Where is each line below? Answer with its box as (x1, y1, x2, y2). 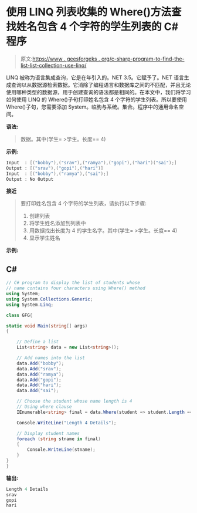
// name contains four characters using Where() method (6, 285, 145, 291)
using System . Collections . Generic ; (6, 296, 93, 302)
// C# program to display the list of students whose (6, 280, 141, 286)
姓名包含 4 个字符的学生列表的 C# (16, 20, 179, 33)
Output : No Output (6, 176, 54, 182)
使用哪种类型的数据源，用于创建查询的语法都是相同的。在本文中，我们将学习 (6, 89, 191, 96)
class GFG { (6, 312, 33, 318)
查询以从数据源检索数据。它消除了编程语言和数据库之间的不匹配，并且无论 (11, 81, 191, 88)
